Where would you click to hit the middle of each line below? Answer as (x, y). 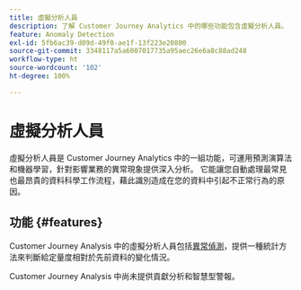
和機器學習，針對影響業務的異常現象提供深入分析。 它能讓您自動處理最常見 (148, 169)
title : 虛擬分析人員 (44, 18)
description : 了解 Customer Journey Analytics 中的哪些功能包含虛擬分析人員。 (149, 26)
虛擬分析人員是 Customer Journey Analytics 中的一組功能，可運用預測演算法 (151, 157)
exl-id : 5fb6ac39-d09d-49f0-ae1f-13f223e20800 (98, 43)
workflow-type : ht (44, 59)
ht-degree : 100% (40, 76)
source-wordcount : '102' (56, 68)
